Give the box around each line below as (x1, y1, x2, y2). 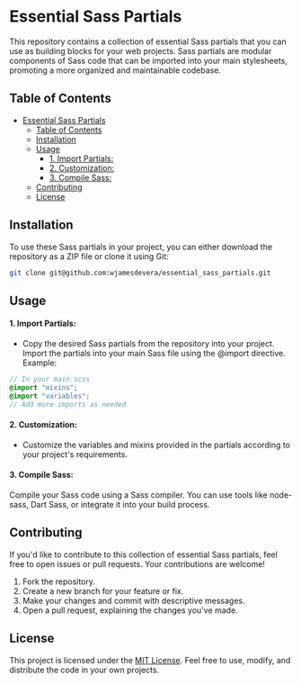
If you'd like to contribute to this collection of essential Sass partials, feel (9, 549, 279, 560)
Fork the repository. (22, 576, 96, 587)
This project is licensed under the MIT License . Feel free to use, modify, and (9, 654, 291, 665)
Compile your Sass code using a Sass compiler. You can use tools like (9, 489, 268, 500)
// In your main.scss (9, 375, 91, 384)
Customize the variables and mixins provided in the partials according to (22, 439, 290, 450)
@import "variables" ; (9, 391, 91, 400)
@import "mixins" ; (9, 382, 78, 392)
